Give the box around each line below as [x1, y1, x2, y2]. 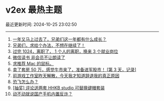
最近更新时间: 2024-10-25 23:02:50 [5, 21, 77, 27]
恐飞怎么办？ [12, 79, 38, 84]
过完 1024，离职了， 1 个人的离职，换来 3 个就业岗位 [12, 48, 118, 54]
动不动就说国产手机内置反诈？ [12, 91, 73, 97]
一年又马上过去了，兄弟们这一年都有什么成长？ [12, 36, 107, 42]
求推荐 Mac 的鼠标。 [12, 60, 54, 66]
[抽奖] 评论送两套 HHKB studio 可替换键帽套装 [12, 84, 105, 90]
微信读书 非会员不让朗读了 [12, 54, 65, 60]
